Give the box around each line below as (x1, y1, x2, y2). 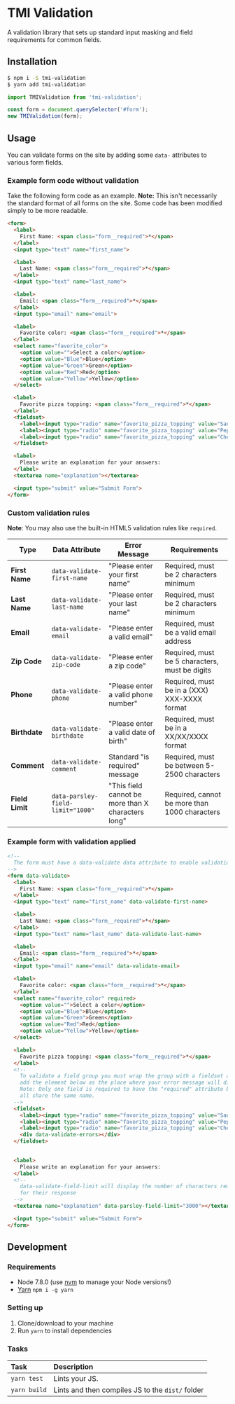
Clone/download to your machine (17, 1319, 114, 1327)
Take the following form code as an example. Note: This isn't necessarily (7, 191, 218, 200)
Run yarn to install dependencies (17, 1326, 112, 1335)
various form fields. (7, 158, 64, 166)
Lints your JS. (53, 1373, 99, 1383)
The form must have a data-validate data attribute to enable (13, 860, 199, 867)
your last (108, 598, 138, 608)
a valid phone (108, 689, 153, 699)
